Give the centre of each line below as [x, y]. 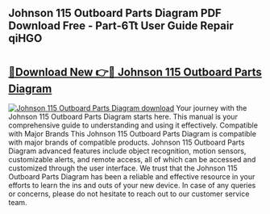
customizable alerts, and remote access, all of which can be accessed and [132, 159]
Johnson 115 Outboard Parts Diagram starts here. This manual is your [123, 117]
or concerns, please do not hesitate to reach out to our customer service [129, 194]
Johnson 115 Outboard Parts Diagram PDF [115, 13]
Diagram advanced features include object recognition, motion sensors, [127, 151]
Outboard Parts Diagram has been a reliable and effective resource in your [132, 176]
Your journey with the [212, 108]
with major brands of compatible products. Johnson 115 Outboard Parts [127, 142]
